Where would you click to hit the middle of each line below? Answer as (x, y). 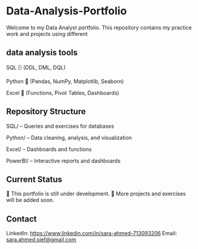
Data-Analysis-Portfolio (66, 11)
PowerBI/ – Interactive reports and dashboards (64, 161)
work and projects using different (47, 33)
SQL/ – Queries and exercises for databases (60, 126)
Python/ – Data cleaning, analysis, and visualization (69, 137)
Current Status (34, 179)
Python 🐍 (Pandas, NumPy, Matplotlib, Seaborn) (65, 81)
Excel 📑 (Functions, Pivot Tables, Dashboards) (63, 93)
